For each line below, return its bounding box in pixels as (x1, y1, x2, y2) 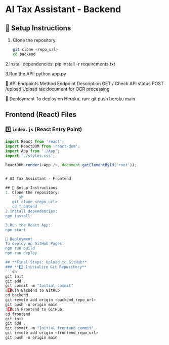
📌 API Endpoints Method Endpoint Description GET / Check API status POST (5, 80, 164, 87)
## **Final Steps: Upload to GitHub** (5, 260, 87, 265)
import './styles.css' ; (5, 154, 56, 159)
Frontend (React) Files (5, 110, 77, 119)
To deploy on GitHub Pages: (5, 241, 65, 246)
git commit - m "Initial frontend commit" (5, 326, 94, 331)
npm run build (5, 246, 35, 251)
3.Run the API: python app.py (5, 70, 67, 76)
